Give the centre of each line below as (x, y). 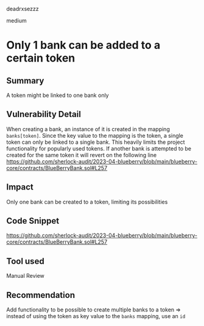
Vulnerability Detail (44, 114)
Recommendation (40, 295)
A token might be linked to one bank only (58, 95)
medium (16, 20)
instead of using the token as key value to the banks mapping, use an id (96, 316)
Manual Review (25, 276)
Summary (25, 81)
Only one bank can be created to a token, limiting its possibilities (87, 202)
